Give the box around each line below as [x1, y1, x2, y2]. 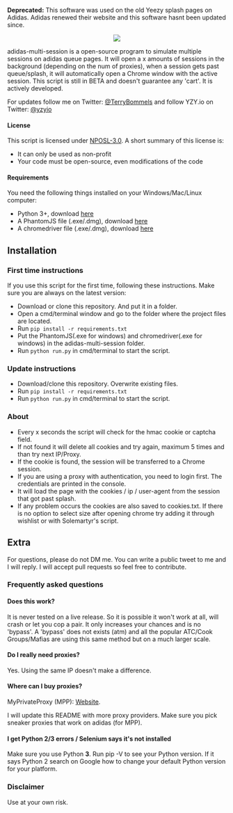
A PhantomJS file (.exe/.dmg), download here [17, 217, 148, 226]
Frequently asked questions [7, 580, 104, 590]
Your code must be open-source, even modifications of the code [17, 157, 203, 166]
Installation [7, 244, 57, 256]
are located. [17, 317, 52, 326]
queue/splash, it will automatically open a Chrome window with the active [7, 70, 218, 77]
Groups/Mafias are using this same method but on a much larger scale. [7, 635, 211, 643]
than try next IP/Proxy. [17, 450, 81, 458]
